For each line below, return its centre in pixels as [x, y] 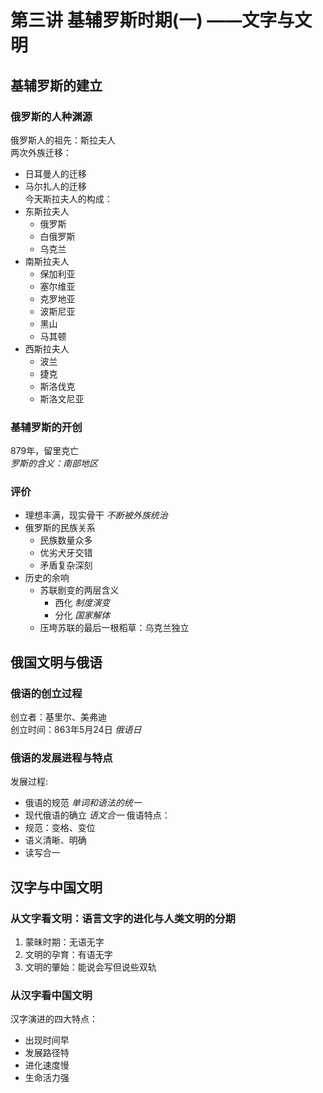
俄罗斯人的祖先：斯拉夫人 [63, 140]
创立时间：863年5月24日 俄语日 [76, 730]
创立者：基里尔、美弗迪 [58, 717]
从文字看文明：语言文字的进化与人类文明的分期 [123, 918]
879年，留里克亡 [45, 451]
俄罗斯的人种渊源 [51, 116]
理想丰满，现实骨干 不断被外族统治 [96, 515]
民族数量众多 [66, 540]
